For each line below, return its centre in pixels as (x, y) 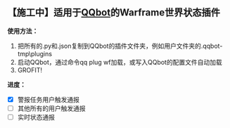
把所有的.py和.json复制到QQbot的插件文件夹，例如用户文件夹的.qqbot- (120, 46)
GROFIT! (30, 70)
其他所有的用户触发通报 (51, 108)
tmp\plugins (35, 53)
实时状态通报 (36, 117)
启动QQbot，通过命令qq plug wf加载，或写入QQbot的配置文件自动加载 (120, 62)
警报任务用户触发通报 (48, 99)
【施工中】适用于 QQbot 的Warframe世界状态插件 (114, 13)
